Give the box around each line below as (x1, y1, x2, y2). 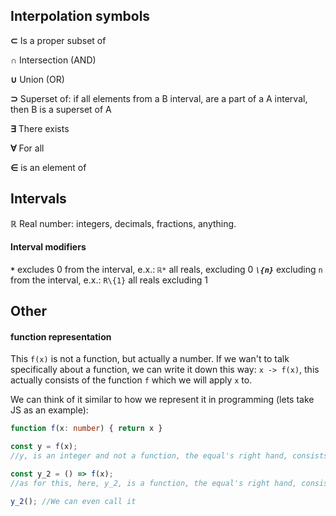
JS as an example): (10, 404, 89, 416)
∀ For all (10, 142, 45, 154)
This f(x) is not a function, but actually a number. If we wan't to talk (10, 353, 290, 365)
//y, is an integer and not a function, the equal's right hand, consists (10, 451, 329, 461)
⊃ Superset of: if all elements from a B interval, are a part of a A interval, (10, 92, 308, 104)
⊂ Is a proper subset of (10, 34, 107, 46)
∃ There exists (10, 122, 70, 134)
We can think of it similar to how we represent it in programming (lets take (10, 394, 315, 406)
